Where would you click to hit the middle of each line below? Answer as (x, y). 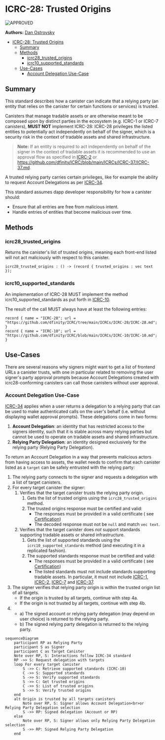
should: (13, 197)
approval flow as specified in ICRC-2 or (57, 157)
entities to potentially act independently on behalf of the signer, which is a (80, 132)
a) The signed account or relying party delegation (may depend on (87, 613)
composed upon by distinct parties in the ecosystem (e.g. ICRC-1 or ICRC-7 (82, 121)
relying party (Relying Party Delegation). (53, 447)
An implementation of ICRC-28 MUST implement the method (66, 294)
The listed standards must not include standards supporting (95, 571)
